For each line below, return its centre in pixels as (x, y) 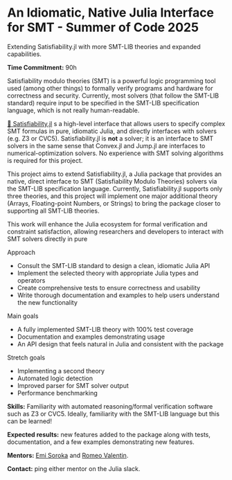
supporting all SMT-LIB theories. (53, 211)
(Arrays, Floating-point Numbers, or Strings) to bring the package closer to (114, 203)
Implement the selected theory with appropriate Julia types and (108, 273)
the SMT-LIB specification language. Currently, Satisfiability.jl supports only (115, 188)
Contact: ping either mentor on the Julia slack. (74, 468)
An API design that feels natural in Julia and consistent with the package (120, 344)
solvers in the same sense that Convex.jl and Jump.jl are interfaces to (106, 145)
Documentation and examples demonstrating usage (91, 337)
